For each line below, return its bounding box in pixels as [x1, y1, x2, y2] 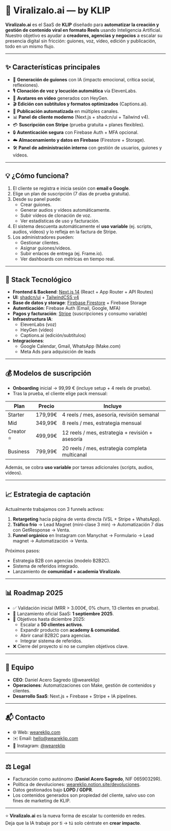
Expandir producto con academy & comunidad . [20, 626, 121, 633]
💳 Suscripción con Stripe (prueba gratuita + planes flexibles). [12, 121, 145, 127]
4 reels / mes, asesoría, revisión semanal [62, 411, 159, 418]
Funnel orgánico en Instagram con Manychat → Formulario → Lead [12, 532, 154, 538]
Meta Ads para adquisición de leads [20, 349, 96, 355]
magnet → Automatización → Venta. [12, 538, 89, 544]
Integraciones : [12, 338, 44, 344]
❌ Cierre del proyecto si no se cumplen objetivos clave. [12, 643, 129, 649]
